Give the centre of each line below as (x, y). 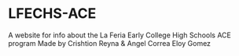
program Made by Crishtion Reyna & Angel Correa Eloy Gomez (109, 43)
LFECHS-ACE (52, 14)
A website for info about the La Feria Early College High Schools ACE (120, 35)
